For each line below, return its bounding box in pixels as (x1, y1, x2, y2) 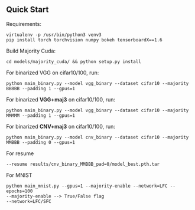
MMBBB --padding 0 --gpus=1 (6, 139, 76, 145)
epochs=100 (6, 188, 33, 194)
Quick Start (6, 5, 49, 15)
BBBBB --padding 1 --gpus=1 (6, 86, 76, 91)
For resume (6, 150, 34, 157)
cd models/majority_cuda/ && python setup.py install (6, 58, 142, 64)
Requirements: (6, 20, 41, 27)
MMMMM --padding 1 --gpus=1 (6, 112, 76, 119)
